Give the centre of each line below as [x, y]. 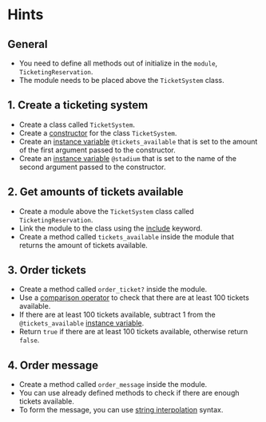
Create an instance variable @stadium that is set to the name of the [128, 158]
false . [29, 340]
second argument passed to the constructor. [92, 167]
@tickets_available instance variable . [81, 323]
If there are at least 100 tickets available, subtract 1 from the [117, 315]
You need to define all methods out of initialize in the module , [118, 63]
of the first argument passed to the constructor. [97, 150]
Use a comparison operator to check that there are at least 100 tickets [134, 298]
